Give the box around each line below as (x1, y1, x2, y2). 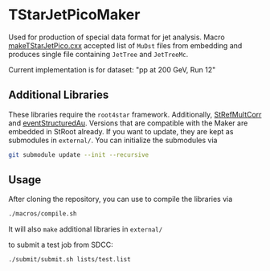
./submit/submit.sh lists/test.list (8, 256, 131, 264)
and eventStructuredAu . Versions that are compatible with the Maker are (8, 118, 248, 128)
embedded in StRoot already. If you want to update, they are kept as (8, 126, 234, 136)
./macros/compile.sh (8, 210, 78, 218)
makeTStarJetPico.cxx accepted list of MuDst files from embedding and (8, 40, 243, 50)
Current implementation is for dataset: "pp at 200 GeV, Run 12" (8, 64, 216, 74)
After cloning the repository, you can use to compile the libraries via (8, 195, 233, 204)
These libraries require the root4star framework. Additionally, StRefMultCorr (8, 109, 262, 119)
